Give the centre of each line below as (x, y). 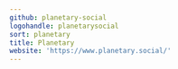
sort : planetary (40, 34)
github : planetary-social (58, 17)
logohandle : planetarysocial (64, 26)
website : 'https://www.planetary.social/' (90, 51)
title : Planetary (42, 43)
